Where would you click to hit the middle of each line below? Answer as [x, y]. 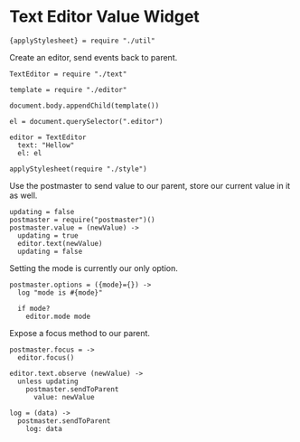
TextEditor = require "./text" [68, 74]
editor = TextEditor [48, 137]
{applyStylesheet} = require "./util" [82, 41]
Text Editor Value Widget [105, 17]
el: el [30, 153]
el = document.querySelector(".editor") [87, 121]
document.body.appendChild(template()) [84, 106]
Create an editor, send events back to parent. [94, 57]
